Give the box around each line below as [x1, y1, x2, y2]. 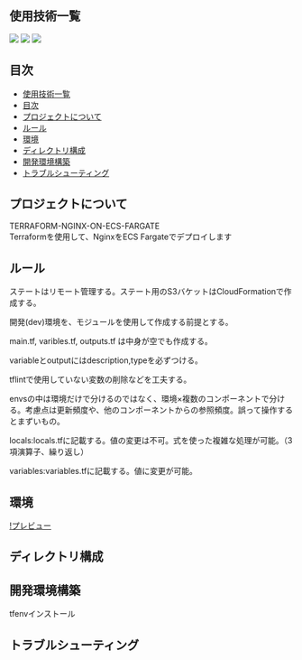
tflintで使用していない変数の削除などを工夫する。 [9, 374, 192, 386]
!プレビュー [9, 520, 52, 531]
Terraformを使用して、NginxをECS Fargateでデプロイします [9, 231, 233, 242]
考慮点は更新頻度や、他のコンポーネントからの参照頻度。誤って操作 [24, 404, 278, 415]
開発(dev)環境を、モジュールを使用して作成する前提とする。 [9, 317, 233, 328]
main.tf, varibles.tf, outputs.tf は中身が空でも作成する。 [9, 336, 214, 347]
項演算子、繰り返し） [9, 446, 88, 458]
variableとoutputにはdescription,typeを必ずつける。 [9, 355, 203, 366]
